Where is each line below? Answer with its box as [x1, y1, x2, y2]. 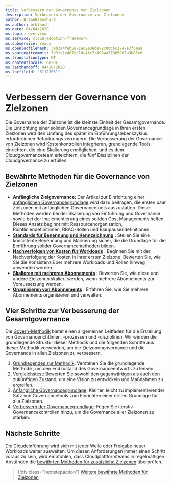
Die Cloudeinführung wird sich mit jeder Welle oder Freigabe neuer [5, 442, 146, 449]
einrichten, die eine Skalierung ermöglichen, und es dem [5, 146, 124, 153]
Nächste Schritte [5, 429, 60, 438]
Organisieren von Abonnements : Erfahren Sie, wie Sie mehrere [12, 286, 149, 292]
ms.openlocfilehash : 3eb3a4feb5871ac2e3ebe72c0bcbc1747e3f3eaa [5, 46, 143, 51]
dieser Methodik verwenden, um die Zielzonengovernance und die [5, 344, 145, 351]
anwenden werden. [12, 264, 54, 270]
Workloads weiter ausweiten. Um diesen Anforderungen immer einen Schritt [5, 448, 165, 454]
